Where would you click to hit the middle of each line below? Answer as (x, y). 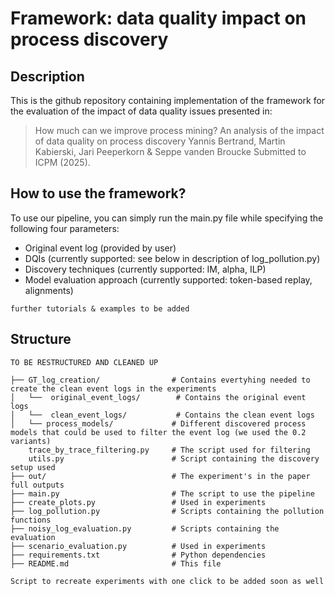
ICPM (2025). (62, 162)
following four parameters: (65, 228)
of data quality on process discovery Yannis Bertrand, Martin (160, 141)
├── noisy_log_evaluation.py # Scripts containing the (145, 528)
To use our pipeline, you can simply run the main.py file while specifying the (167, 218)
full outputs (37, 485)
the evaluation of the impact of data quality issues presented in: (141, 111)
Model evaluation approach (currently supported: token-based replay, (168, 279)
